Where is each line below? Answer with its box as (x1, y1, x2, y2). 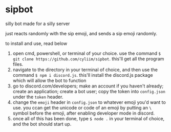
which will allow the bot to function (12, 77, 87, 83)
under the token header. (12, 94, 63, 100)
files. (12, 61, 24, 67)
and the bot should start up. (12, 121, 72, 127)
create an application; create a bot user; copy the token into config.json (12, 88, 165, 94)
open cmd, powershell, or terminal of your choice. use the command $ (12, 50, 161, 56)
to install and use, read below (5, 40, 68, 47)
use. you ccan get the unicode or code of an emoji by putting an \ (12, 104, 152, 111)
